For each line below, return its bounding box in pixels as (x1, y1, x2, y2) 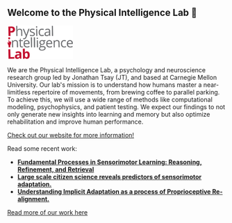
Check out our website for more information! (7, 131, 134, 139)
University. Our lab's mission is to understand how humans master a (7, 81, 202, 89)
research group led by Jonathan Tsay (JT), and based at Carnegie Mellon (7, 73, 217, 81)
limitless (7, 88, 31, 96)
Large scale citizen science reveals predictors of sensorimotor (17, 172, 202, 181)
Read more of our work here (7, 208, 88, 216)
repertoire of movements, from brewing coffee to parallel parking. (32, 88, 220, 96)
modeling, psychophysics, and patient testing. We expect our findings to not (7, 102, 226, 111)
